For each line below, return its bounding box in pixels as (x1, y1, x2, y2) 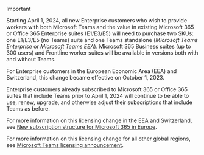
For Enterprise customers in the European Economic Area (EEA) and (6, 67, 177, 75)
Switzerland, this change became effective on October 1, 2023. (6, 74, 164, 81)
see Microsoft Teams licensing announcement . (6, 142, 124, 148)
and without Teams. (6, 56, 56, 63)
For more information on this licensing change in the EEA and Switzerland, (6, 117, 192, 124)
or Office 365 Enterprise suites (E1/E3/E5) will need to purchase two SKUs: (6, 30, 194, 37)
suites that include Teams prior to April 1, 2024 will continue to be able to (6, 92, 189, 99)
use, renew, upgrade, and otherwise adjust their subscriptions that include (6, 98, 193, 106)
